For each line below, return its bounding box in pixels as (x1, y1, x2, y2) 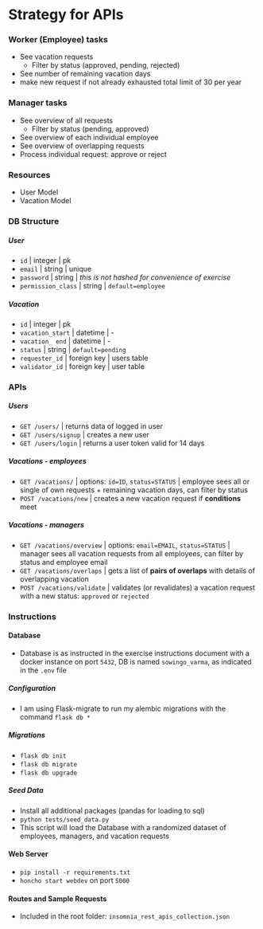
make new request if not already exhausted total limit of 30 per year (19, 77, 242, 87)
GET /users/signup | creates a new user (19, 429, 149, 439)
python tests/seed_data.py (19, 815, 110, 824)
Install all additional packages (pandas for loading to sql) (19, 806, 205, 815)
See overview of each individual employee (19, 132, 159, 142)
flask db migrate (19, 760, 78, 768)
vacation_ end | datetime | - (19, 336, 111, 346)
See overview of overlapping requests (19, 141, 145, 151)
